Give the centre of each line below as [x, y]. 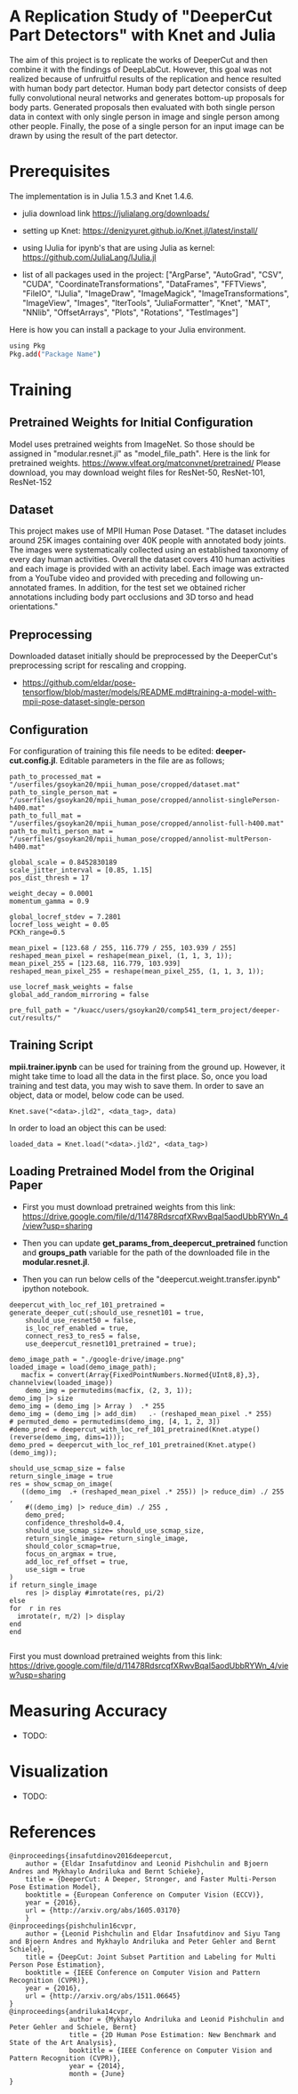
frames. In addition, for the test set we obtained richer [147, 588]
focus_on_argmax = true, [71, 1554]
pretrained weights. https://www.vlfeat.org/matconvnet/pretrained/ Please [145, 463]
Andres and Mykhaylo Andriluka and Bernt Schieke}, [107, 1871]
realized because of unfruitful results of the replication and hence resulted [145, 78]
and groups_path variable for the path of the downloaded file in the [146, 1252]
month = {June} [97, 2074]
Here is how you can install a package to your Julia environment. [128, 329]
